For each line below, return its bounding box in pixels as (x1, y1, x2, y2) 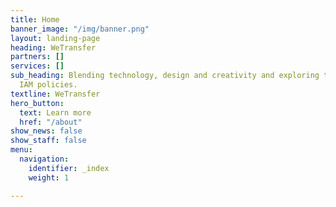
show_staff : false (10, 136, 87, 146)
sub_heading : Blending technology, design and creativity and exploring (10, 71, 320, 81)
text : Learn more (19, 107, 92, 118)
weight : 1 (28, 172, 70, 183)
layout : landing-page (10, 33, 101, 43)
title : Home (10, 14, 60, 25)
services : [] (10, 61, 65, 71)
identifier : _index (28, 163, 110, 173)
